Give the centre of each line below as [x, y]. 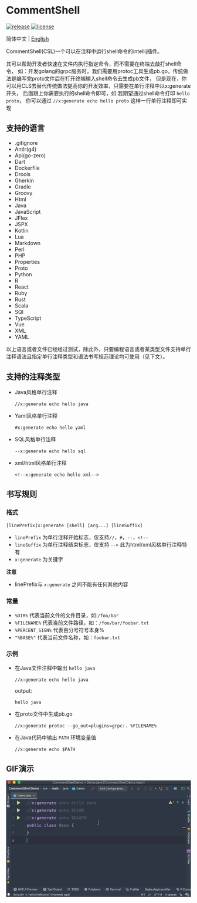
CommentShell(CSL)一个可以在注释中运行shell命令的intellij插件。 [84, 51]
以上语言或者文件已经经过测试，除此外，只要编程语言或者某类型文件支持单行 [98, 349]
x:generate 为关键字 [39, 560]
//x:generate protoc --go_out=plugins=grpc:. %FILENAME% [86, 726]
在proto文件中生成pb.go [43, 714]
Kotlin [21, 230]
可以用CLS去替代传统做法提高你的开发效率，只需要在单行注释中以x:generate [98, 85]
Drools [23, 174]
